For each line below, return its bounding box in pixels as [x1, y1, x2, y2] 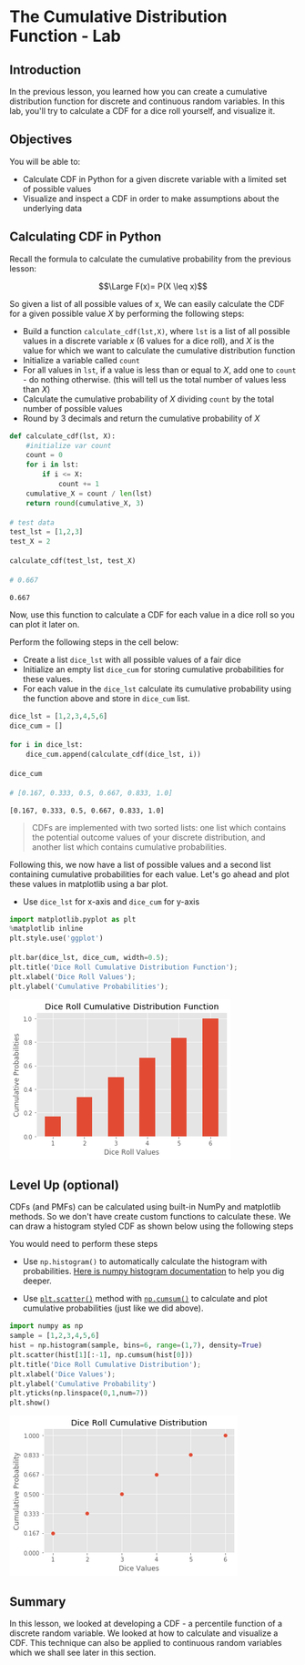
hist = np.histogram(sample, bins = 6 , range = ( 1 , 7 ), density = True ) [9, 1341, 263, 1350]
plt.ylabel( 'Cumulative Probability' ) [9, 1379, 157, 1388]
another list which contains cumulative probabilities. [31, 841, 228, 853]
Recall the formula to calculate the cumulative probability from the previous [9, 253, 291, 264]
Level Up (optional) [9, 1177, 120, 1192]
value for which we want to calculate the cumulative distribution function [22, 344, 296, 356]
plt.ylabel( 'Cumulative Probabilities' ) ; [9, 982, 169, 991]
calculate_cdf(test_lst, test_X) [9, 557, 137, 566]
